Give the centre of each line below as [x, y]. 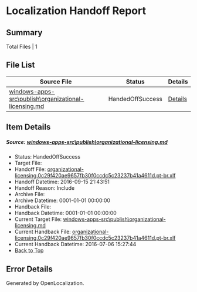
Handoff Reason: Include [45, 188]
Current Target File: [38, 219]
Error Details [29, 269]
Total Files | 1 [22, 46]
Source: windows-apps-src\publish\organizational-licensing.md [87, 142]
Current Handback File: [43, 232]
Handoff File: [30, 169]
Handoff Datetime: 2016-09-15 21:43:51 [62, 182]
